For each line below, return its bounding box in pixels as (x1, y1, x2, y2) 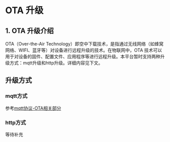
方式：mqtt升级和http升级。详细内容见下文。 (9, 60, 103, 66)
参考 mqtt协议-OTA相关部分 (5, 105, 62, 111)
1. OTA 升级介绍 (5, 26, 54, 35)
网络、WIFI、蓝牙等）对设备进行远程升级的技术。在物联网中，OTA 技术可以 (5, 47, 162, 53)
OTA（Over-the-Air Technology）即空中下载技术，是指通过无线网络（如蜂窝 (5, 41, 164, 47)
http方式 (5, 119, 26, 126)
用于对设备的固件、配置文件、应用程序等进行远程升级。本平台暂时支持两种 (5, 54, 160, 59)
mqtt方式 (5, 92, 28, 99)
